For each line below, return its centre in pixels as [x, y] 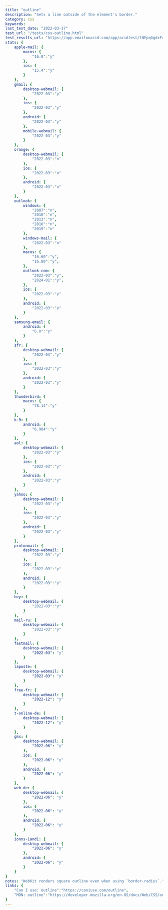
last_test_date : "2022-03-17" [37, 29]
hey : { [21, 597]
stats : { [14, 43]
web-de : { [24, 788]
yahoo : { [23, 494]
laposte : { [25, 667]
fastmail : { [26, 643]
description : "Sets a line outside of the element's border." [71, 15]
